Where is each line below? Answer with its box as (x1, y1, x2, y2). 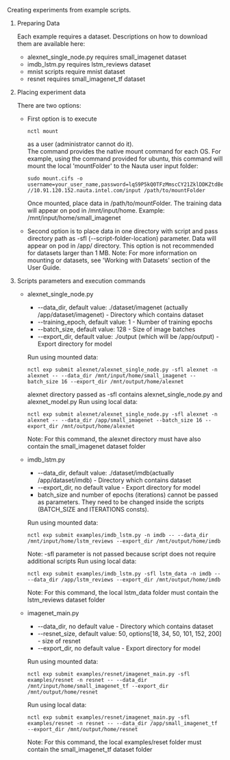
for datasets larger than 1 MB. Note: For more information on (27, 249, 197, 257)
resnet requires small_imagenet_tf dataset (27, 75, 146, 83)
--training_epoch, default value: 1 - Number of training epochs (37, 318, 213, 326)
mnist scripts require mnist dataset (27, 68, 125, 75)
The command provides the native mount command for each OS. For (27, 147, 221, 155)
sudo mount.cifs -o (27, 175, 84, 182)
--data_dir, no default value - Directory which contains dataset (37, 622, 214, 630)
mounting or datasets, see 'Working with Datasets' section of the (27, 257, 211, 264)
